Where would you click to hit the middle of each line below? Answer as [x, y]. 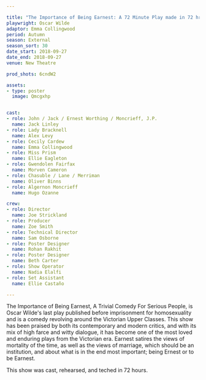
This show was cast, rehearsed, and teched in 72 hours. [77, 370]
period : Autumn [26, 34]
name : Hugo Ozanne [36, 193]
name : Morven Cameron [40, 170]
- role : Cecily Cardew [35, 142]
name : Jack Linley [36, 124]
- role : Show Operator [35, 267]
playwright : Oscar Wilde [38, 23]
